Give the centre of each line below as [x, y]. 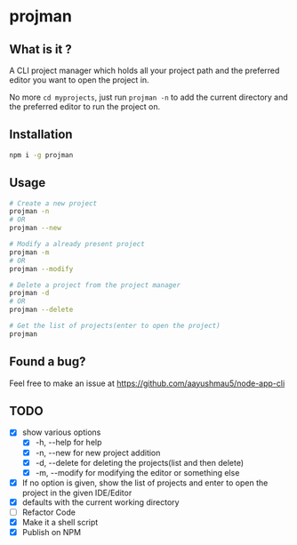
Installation [41, 135]
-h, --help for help [68, 443]
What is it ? [41, 49]
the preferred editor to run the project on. [85, 107]
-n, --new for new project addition [98, 453]
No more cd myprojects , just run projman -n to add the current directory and [149, 97]
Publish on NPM [52, 532]
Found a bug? [48, 362]
